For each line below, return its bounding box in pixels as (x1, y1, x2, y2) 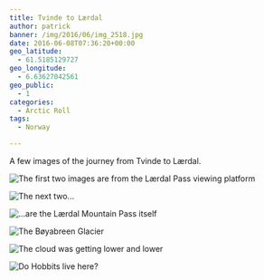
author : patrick (9, 22, 71, 31)
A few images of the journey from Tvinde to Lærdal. (9, 156, 202, 166)
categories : (9, 97, 54, 107)
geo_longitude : (9, 64, 67, 73)
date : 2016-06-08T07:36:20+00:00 (9, 38, 136, 48)
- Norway (17, 123, 51, 132)
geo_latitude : (9, 47, 63, 56)
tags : (9, 114, 30, 123)
